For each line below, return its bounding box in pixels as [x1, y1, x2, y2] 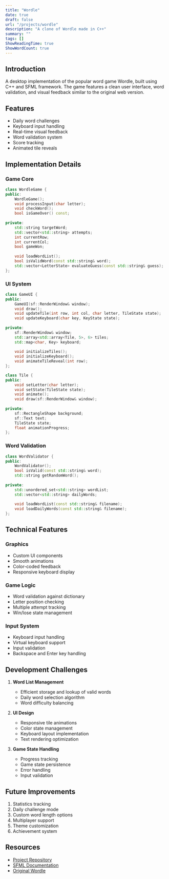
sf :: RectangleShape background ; [14, 411, 83, 416]
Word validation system [12, 134, 62, 140]
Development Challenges [5, 665, 88, 674]
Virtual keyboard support [12, 640, 66, 646]
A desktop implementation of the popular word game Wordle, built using [5, 78, 157, 85]
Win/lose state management [12, 609, 73, 616]
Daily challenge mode [12, 806, 59, 812]
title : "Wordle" [5, 7, 40, 13]
